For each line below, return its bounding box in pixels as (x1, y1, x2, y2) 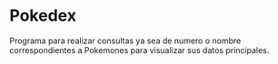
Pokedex (9, 5, 77, 26)
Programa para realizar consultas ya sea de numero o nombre (9, 35, 242, 46)
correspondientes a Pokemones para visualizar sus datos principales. (9, 44, 270, 55)
